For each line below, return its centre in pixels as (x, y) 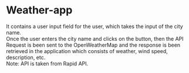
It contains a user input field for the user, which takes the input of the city (95, 26)
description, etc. (26, 57)
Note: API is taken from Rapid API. (47, 63)
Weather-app (39, 10)
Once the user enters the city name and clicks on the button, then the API (95, 39)
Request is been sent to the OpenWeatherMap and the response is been (93, 45)
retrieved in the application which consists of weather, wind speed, (87, 51)
